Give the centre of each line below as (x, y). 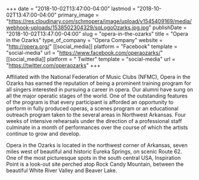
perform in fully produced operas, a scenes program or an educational (92, 108)
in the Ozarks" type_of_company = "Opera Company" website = (85, 40)
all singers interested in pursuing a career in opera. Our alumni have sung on (100, 89)
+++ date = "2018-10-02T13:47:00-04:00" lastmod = (71, 9)
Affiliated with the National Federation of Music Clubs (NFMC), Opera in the (98, 77)
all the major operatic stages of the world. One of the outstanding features (97, 96)
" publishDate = (168, 27)
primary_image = (78, 15)
